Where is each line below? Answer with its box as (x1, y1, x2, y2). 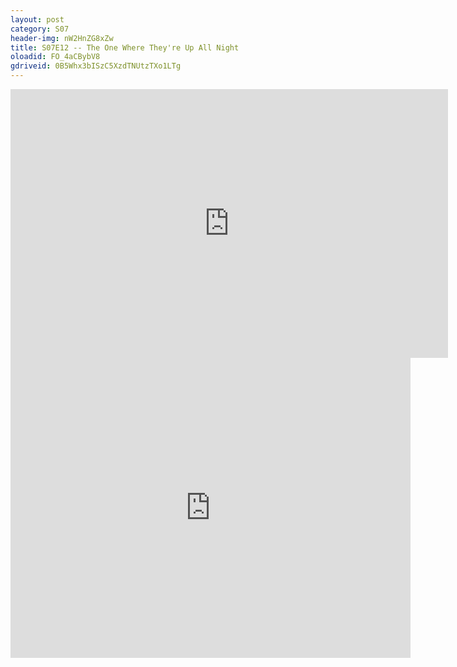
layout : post (10, 14, 65, 25)
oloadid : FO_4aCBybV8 (10, 52, 101, 62)
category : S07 (10, 24, 70, 34)
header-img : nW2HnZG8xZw (10, 33, 114, 43)
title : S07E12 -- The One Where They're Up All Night (10, 42, 240, 53)
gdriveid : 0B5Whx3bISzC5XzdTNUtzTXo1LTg (10, 61, 182, 71)
